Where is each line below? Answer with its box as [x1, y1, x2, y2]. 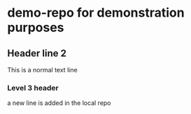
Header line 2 [7, 47, 67, 59]
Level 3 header [7, 83, 59, 92]
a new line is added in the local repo [7, 99, 111, 107]
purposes [7, 19, 64, 35]
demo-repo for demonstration [7, 5, 185, 21]
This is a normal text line [7, 66, 78, 74]
